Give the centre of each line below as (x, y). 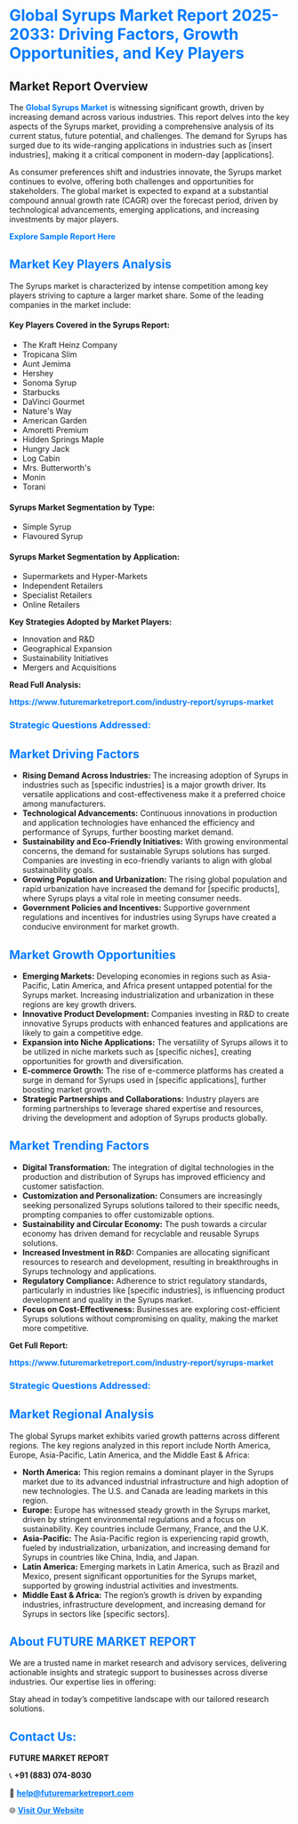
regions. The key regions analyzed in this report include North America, (140, 1445)
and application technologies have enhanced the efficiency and (138, 823)
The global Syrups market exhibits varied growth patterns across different (145, 1436)
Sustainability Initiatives (65, 658)
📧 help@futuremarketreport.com (72, 1793)
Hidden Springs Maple (63, 440)
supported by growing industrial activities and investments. (130, 1586)
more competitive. (55, 1328)
